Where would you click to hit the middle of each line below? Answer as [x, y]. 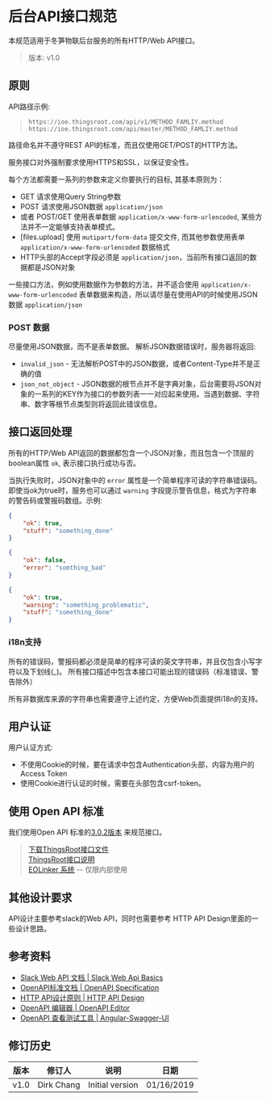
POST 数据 [29, 327]
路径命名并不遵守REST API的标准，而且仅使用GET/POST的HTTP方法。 [125, 145]
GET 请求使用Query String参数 [71, 196]
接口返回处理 [40, 432]
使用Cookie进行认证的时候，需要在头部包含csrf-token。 [112, 784]
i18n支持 [25, 642]
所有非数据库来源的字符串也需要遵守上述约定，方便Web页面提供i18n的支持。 [135, 699]
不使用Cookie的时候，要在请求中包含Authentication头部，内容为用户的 [137, 765]
